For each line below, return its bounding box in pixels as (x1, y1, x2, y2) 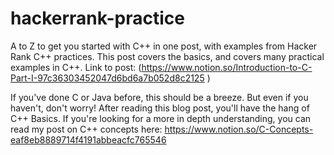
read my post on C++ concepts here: (10, 123, 163, 135)
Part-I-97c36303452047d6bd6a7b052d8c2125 (10, 72, 205, 84)
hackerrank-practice (10, 7, 185, 30)
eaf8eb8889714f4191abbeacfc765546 (10, 133, 167, 146)
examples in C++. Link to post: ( (10, 61, 142, 73)
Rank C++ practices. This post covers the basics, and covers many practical (10, 50, 325, 62)
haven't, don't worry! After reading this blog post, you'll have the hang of (10, 102, 310, 114)
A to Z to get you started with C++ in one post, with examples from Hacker (10, 40, 318, 52)
